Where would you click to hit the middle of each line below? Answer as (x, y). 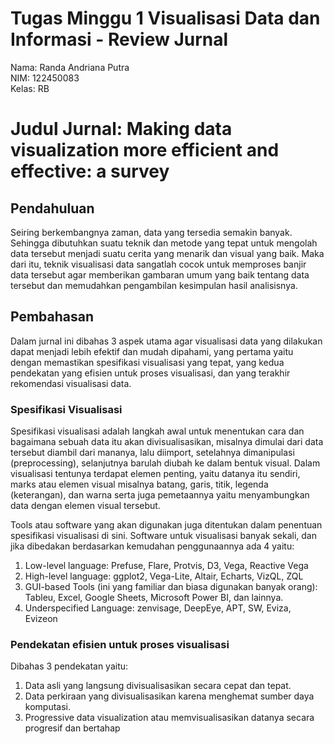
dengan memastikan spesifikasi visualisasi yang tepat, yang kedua (147, 362)
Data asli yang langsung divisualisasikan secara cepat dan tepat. (158, 686)
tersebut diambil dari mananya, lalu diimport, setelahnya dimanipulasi (152, 453)
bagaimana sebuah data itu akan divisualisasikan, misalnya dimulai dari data (167, 442)
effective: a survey (90, 171)
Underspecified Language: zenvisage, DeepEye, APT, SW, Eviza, (158, 608)
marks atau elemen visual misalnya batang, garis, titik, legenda (139, 484)
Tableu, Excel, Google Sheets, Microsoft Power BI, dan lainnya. (154, 598)
